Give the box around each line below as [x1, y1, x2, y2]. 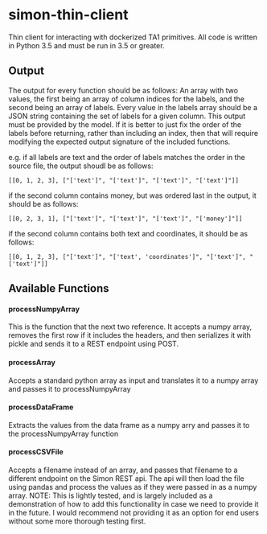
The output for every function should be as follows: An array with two [8, 85, 239, 95]
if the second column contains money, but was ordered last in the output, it [8, 191, 257, 200]
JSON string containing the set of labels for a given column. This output [8, 111, 246, 121]
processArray [8, 357, 56, 367]
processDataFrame [8, 402, 74, 412]
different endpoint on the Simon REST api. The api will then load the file [8, 473, 244, 483]
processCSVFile [8, 447, 64, 457]
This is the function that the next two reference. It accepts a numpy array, [8, 322, 252, 331]
